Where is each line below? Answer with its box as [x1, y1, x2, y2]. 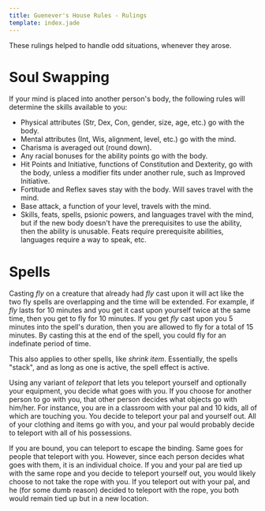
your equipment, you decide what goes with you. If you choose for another [9, 386, 252, 396]
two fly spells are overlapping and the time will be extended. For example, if [9, 297, 255, 307]
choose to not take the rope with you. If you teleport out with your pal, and [9, 477, 251, 487]
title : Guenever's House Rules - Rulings [9, 11, 147, 20]
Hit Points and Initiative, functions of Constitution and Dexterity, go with [20, 159, 253, 170]
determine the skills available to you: [9, 103, 128, 112]
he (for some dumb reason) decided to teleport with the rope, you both [9, 486, 239, 495]
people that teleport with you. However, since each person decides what [9, 452, 245, 461]
